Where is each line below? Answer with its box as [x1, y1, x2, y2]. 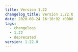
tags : [5, 21, 16, 26]
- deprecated [9, 35, 36, 40]
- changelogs [9, 26, 36, 31]
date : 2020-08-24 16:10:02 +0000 [5, 16, 74, 21]
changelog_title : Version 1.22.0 [5, 12, 74, 17]
